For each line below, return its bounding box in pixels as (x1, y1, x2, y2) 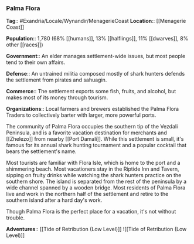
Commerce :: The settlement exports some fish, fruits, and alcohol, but (6, 88, 176, 95)
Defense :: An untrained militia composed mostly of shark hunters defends (6, 70, 185, 77)
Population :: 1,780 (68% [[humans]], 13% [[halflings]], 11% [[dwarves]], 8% (6, 35, 189, 42)
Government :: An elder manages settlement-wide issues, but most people (6, 53, 186, 60)
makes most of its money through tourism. (6, 94, 108, 101)
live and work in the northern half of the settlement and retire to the (6, 191, 169, 198)
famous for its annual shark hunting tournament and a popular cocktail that (6, 142, 187, 149)
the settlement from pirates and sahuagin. (6, 76, 107, 83)
